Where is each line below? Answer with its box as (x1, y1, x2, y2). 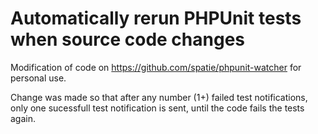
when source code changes (10, 28, 246, 51)
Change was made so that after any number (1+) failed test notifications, (10, 91, 308, 103)
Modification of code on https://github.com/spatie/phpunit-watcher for (10, 61, 302, 73)
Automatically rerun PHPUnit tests (10, 7, 302, 30)
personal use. (10, 72, 67, 84)
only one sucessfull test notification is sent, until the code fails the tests (10, 102, 305, 114)
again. (10, 112, 37, 124)
